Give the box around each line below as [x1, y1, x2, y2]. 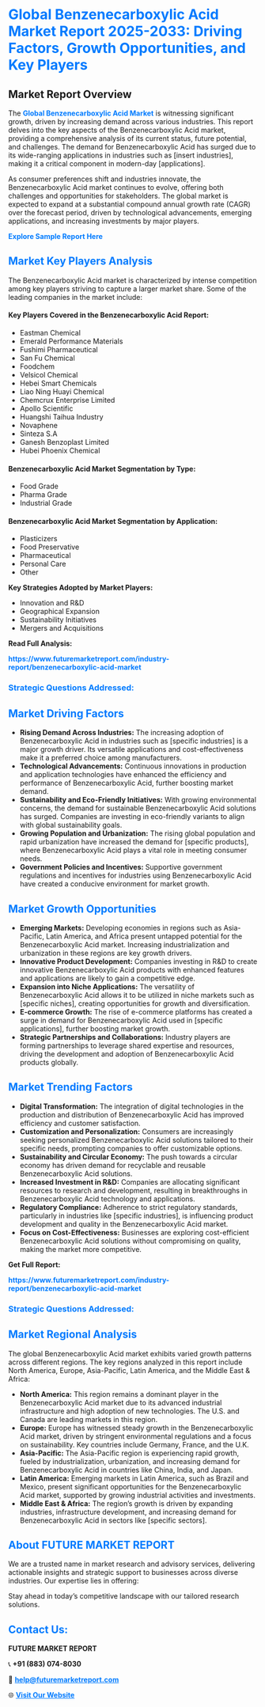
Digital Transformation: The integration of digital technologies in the [19, 1102, 244, 1111]
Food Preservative [19, 542, 80, 552]
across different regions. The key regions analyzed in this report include [8, 1357, 243, 1367]
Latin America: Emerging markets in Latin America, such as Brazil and [19, 1474, 249, 1483]
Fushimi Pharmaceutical [19, 345, 99, 355]
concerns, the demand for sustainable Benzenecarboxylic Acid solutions [19, 803, 257, 813]
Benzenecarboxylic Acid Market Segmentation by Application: [8, 516, 218, 525]
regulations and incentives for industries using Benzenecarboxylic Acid [19, 871, 252, 880]
